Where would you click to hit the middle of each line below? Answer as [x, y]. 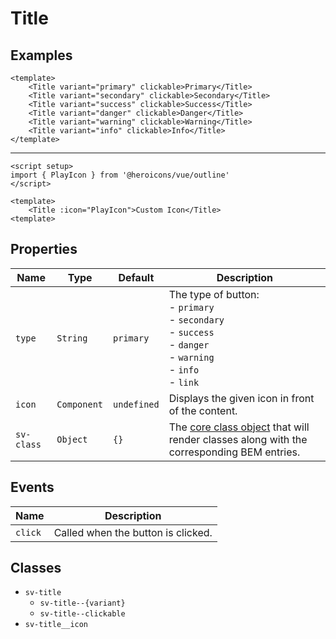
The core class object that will [239, 427]
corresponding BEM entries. [234, 452]
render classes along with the [238, 439]
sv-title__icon [56, 625]
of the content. [203, 410]
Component [80, 404]
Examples [41, 55]
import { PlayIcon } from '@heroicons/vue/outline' [120, 175]
